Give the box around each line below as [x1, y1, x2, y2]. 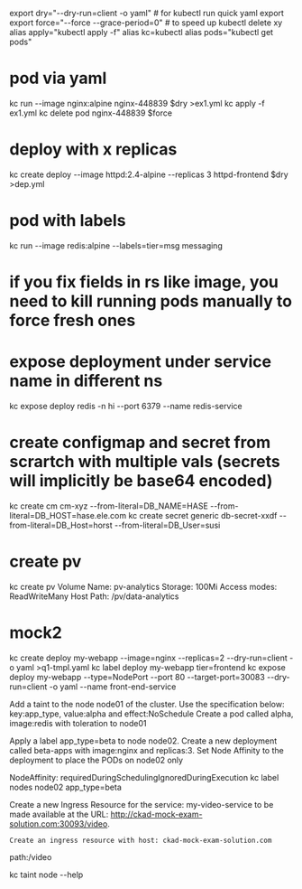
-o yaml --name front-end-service [49, 681, 177, 692]
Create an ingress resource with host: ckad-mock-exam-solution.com [9, 836, 272, 845]
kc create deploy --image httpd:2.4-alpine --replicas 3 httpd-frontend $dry [9, 169, 288, 180]
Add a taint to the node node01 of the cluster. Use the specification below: [9, 698, 285, 709]
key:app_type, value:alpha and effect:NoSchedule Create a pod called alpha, [9, 708, 294, 719]
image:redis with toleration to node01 [9, 717, 147, 728]
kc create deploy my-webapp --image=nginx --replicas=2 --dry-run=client [9, 652, 288, 663]
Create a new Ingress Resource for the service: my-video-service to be [9, 799, 274, 809]
